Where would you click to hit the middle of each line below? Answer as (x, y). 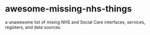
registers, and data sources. (33, 27)
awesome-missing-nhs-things (68, 9)
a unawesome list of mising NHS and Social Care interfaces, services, (75, 22)
